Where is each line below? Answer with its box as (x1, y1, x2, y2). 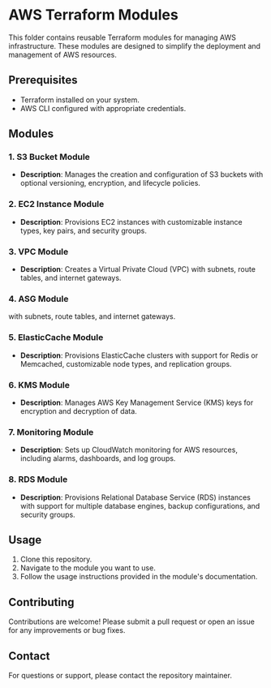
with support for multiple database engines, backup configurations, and (19, 501, 260, 510)
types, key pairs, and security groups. (19, 226, 148, 235)
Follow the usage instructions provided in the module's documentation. (19, 572, 258, 582)
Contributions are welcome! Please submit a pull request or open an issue (8, 617, 256, 626)
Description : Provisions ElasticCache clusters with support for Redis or (19, 350, 258, 360)
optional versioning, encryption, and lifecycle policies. (19, 178, 201, 188)
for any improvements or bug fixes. (8, 626, 126, 635)
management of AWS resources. (8, 49, 118, 59)
